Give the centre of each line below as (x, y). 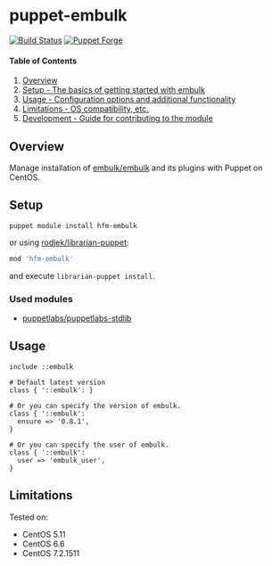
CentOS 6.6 (43, 544)
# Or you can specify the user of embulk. (89, 445)
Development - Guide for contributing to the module (118, 119)
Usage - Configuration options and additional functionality (129, 100)
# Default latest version (57, 382)
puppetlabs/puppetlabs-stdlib (77, 318)
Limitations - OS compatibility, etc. (85, 109)
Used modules (41, 299)
